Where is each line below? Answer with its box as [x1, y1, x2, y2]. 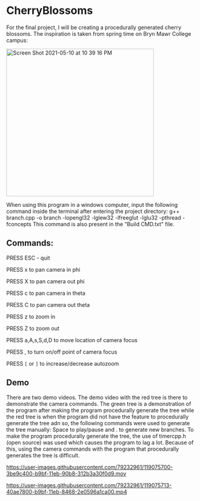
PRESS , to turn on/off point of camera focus [6, 348, 118, 355]
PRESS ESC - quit [6, 254, 50, 261]
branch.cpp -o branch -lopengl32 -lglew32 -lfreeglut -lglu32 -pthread [6, 214, 181, 221]
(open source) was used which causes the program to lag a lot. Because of [6, 439, 194, 446]
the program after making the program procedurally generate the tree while [6, 406, 195, 414]
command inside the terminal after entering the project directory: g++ [6, 207, 180, 215]
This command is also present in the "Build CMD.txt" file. [32, 220, 175, 227]
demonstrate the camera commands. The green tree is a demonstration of [6, 400, 192, 407]
